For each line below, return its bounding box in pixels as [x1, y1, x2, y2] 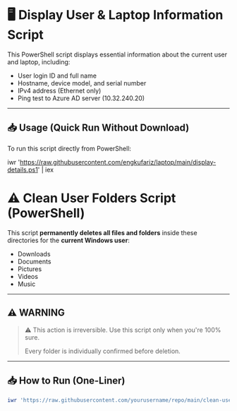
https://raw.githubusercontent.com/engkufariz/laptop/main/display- [20, 157, 217, 166]
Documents [17, 257, 51, 266]
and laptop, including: [7, 57, 71, 66]
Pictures [17, 264, 42, 273]
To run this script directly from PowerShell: [7, 144, 132, 153]
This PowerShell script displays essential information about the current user [7, 50, 228, 59]
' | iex [37, 165, 54, 174]
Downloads [17, 249, 51, 258]
